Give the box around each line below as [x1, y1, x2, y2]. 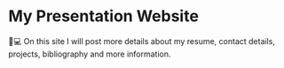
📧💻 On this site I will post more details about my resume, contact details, [8, 35, 276, 46]
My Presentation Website [8, 6, 199, 26]
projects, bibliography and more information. [8, 49, 171, 59]
